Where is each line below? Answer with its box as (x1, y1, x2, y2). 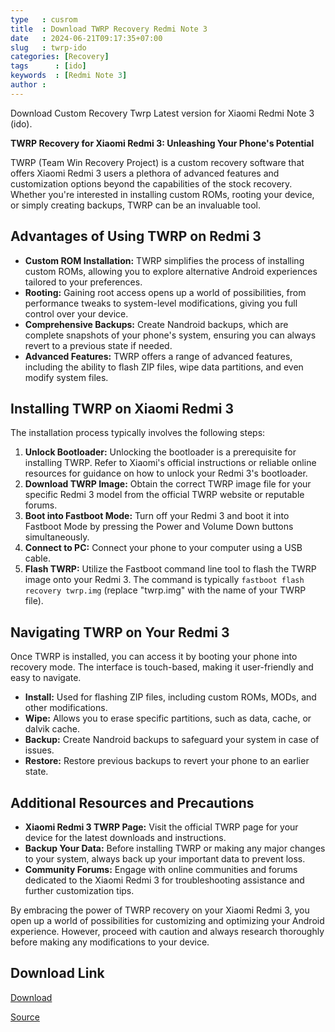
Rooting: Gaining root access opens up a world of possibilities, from (24, 286, 307, 298)
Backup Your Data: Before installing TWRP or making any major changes (24, 842, 326, 854)
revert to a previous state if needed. (24, 339, 173, 351)
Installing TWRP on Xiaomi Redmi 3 (10, 400, 234, 417)
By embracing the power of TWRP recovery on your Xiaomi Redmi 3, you (10, 904, 310, 916)
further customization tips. (24, 885, 135, 896)
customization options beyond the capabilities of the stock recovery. (10, 177, 293, 190)
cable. (24, 552, 51, 565)
